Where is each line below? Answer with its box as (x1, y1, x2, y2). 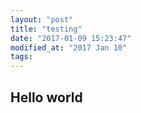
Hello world (10, 89, 83, 106)
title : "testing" (10, 24, 83, 34)
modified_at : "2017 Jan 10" (10, 42, 128, 53)
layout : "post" (10, 14, 74, 25)
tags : (10, 52, 33, 62)
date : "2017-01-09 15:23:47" (10, 33, 132, 43)
